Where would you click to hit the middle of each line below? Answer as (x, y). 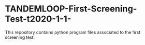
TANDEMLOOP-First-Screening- (71, 9)
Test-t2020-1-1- (38, 19)
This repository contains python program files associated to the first (73, 32)
